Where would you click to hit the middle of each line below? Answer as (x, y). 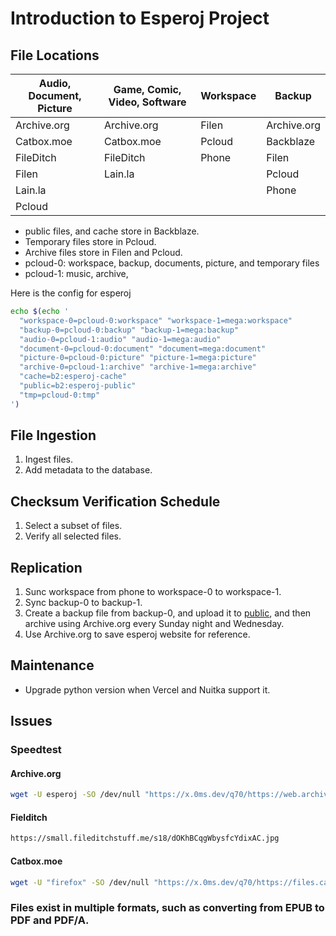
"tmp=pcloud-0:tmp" (60, 395)
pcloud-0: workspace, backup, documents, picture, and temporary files (172, 263)
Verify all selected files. (73, 536)
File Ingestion (53, 435)
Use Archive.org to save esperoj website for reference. (137, 634)
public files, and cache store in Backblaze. (112, 231)
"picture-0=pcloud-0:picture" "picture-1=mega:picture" (138, 358)
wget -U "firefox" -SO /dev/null (80, 882)
